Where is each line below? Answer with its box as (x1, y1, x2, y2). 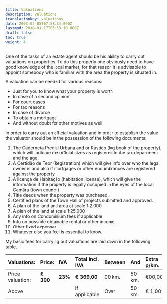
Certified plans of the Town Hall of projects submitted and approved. (12, 197, 153, 203)
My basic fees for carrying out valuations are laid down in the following (5, 238, 151, 244)
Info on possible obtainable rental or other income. (12, 218, 116, 224)
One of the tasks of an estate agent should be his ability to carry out (5, 53, 145, 59)
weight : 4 (5, 40, 26, 45)
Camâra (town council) (12, 187, 60, 193)
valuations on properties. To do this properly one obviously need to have (5, 58, 154, 65)
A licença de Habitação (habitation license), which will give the (12, 176, 141, 182)
